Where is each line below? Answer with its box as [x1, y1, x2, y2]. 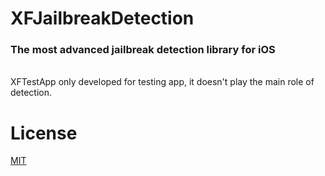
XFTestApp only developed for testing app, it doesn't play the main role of [10, 76, 315, 88]
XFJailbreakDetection [10, 7, 195, 30]
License [10, 122, 78, 144]
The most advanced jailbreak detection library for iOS [10, 43, 276, 57]
